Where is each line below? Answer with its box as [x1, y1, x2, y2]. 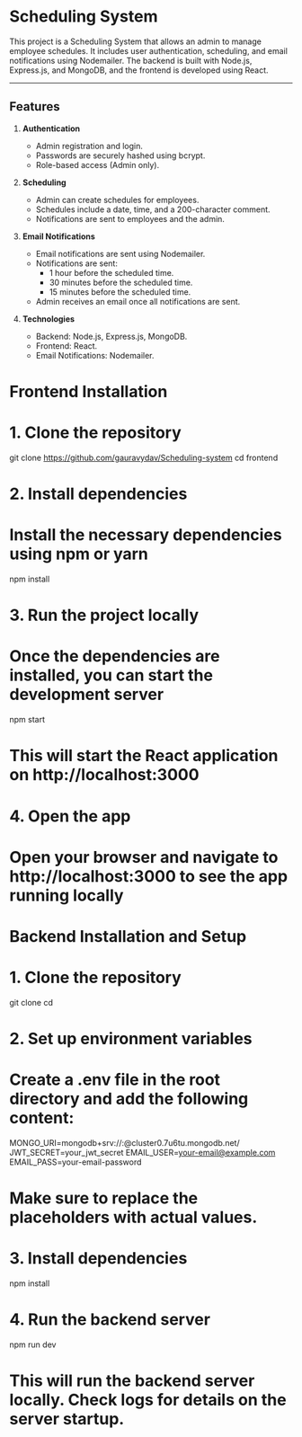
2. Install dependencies [9, 483, 188, 504]
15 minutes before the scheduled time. [49, 286, 191, 297]
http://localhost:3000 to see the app [9, 865, 289, 886]
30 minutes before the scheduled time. [49, 277, 193, 288]
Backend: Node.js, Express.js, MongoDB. [35, 331, 188, 342]
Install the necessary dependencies [9, 525, 282, 546]
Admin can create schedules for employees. [35, 194, 200, 205]
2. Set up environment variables [9, 1029, 253, 1049]
